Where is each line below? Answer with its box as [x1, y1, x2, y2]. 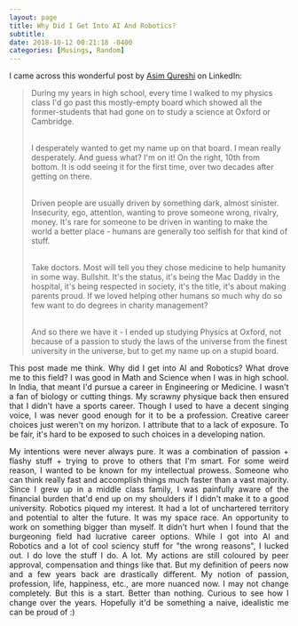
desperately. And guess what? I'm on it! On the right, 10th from [30, 152, 260, 163]
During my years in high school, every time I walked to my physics [30, 88, 273, 99]
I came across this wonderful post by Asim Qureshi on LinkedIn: [9, 70, 242, 81]
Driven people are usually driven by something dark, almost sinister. [30, 197, 279, 209]
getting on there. [30, 171, 92, 182]
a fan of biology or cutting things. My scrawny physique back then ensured [9, 391, 289, 402]
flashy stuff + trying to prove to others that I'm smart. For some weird [9, 455, 289, 467]
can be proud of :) [9, 606, 75, 618]
